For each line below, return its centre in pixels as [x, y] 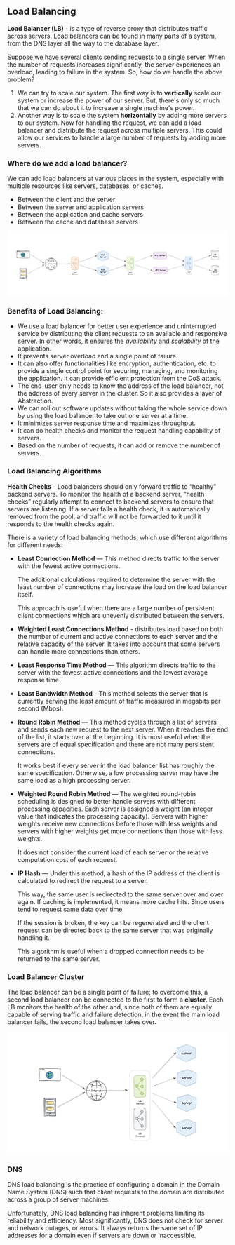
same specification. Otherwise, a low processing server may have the [118, 773]
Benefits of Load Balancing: [55, 311]
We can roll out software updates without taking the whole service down [122, 408]
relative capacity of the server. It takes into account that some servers [119, 644]
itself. [25, 594]
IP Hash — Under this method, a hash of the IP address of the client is [119, 873]
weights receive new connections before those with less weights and [117, 823]
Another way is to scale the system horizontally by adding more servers [122, 115]
